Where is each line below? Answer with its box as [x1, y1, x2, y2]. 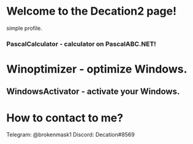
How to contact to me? [6, 111, 124, 124]
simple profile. [6, 24, 43, 32]
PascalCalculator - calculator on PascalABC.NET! [6, 40, 156, 48]
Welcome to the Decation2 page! [6, 4, 176, 18]
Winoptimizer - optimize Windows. [6, 62, 187, 76]
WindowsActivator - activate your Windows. [6, 87, 180, 97]
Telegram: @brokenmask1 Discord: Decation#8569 [6, 131, 135, 139]
